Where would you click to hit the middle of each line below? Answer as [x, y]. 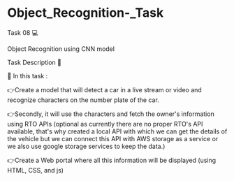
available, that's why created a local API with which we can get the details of [117, 131]
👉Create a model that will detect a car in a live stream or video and [105, 89]
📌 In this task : [28, 75]
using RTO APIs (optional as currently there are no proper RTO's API [105, 124]
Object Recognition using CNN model [61, 49]
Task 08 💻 [23, 32]
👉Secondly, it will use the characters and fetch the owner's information [111, 114]
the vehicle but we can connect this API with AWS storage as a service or [113, 138]
